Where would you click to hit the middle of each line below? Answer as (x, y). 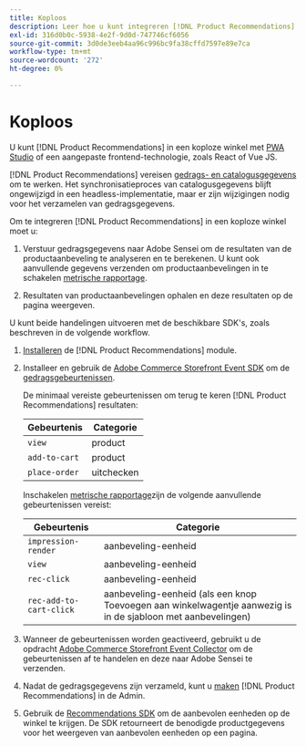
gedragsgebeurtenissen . (69, 377)
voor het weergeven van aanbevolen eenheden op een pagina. (140, 732)
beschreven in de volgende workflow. (80, 332)
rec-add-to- (53, 600)
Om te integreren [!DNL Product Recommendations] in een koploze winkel (148, 221)
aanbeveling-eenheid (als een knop (180, 594)
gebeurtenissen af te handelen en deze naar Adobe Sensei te (138, 659)
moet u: (24, 231)
